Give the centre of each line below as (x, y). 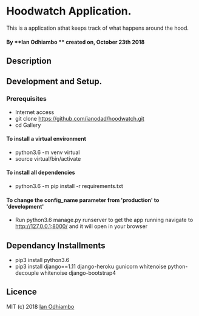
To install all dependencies (41, 173)
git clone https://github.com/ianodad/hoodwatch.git (79, 118)
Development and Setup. (54, 82)
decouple (27, 273)
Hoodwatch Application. (69, 11)
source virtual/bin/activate (48, 158)
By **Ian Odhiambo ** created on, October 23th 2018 (76, 42)
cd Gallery (28, 125)
